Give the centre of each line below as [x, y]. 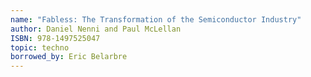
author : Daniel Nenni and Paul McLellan [96, 29]
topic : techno [40, 47]
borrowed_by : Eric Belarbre [69, 57]
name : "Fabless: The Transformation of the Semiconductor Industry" [156, 19]
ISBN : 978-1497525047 [55, 38]
